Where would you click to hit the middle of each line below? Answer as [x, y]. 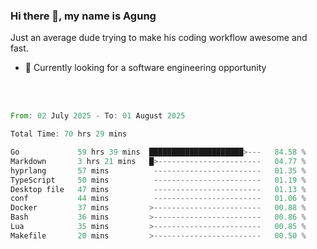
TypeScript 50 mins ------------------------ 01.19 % [158, 180]
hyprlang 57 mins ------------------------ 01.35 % [158, 170]
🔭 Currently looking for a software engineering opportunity [145, 68]
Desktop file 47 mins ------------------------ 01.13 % [158, 189]
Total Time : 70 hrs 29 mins [69, 134]
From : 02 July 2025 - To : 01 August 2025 [98, 116]
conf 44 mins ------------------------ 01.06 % [158, 199]
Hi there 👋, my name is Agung [83, 16]
